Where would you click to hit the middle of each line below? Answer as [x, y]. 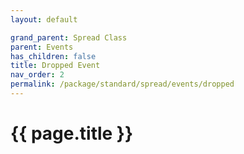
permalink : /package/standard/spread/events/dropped [122, 84]
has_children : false [53, 56]
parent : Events [42, 47]
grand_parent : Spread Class [69, 37]
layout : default [44, 19]
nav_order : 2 [37, 75]
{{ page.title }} [72, 133]
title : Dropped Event [55, 66]
